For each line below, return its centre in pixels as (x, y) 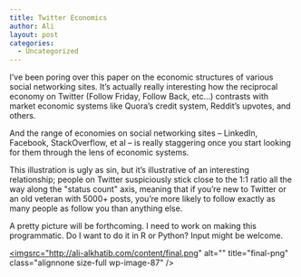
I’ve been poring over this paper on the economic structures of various (141, 77)
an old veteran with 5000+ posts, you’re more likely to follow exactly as (142, 199)
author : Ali (32, 26)
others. (23, 116)
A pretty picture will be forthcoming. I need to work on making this (133, 226)
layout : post (34, 34)
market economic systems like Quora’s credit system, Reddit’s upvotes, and (150, 106)
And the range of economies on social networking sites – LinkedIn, (134, 133)
